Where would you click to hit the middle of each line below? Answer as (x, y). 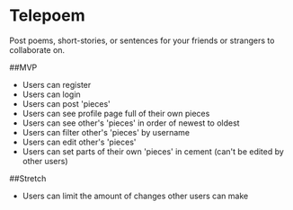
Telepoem (47, 16)
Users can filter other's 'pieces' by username (106, 132)
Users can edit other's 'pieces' (79, 142)
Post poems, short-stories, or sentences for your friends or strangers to (142, 40)
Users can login (51, 94)
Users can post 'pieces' (66, 103)
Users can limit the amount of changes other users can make (135, 196)
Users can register (57, 84)
